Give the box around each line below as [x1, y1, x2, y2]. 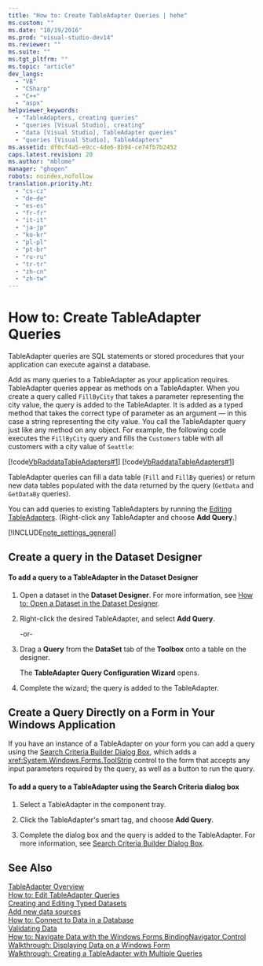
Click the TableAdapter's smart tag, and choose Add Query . [19, 815, 214, 824]
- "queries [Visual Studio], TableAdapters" [15, 135, 163, 144]
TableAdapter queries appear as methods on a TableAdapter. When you [8, 383, 239, 393]
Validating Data [8, 924, 57, 933]
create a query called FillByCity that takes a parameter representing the [8, 392, 244, 401]
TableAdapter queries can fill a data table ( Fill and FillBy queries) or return [8, 473, 256, 482]
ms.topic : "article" [8, 63, 76, 71]
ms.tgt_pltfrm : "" [8, 56, 68, 64]
